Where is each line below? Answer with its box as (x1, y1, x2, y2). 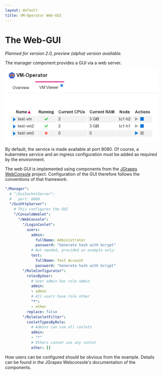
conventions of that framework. (5, 176, 68, 182)
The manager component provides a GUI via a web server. (5, 60, 122, 66)
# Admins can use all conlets (31, 325, 92, 330)
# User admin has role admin (31, 279, 90, 284)
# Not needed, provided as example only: (31, 248, 116, 253)
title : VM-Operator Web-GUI (5, 13, 62, 18)
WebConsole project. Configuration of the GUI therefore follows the (5, 171, 140, 177)
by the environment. (5, 156, 45, 162)
